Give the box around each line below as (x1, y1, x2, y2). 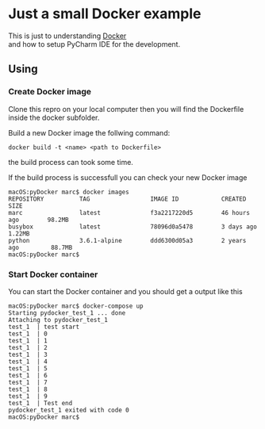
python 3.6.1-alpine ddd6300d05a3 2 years (8, 236, 247, 244)
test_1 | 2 (8, 343, 48, 351)
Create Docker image (8, 86, 92, 98)
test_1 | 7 (8, 378, 48, 386)
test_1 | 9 (8, 392, 48, 400)
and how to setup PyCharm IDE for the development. (8, 39, 181, 48)
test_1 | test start (8, 323, 80, 331)
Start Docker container (8, 269, 98, 280)
